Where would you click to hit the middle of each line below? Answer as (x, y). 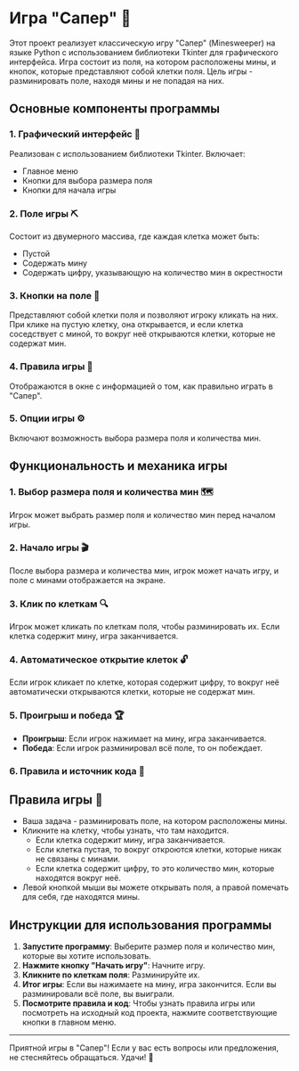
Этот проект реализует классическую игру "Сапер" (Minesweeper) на (142, 43)
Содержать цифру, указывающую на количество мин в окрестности (152, 272)
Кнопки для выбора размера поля (87, 180)
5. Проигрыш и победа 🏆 (67, 715)
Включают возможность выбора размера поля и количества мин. (135, 438)
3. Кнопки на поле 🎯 (55, 295)
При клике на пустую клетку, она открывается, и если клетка (126, 325)
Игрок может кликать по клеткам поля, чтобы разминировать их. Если (145, 627)
